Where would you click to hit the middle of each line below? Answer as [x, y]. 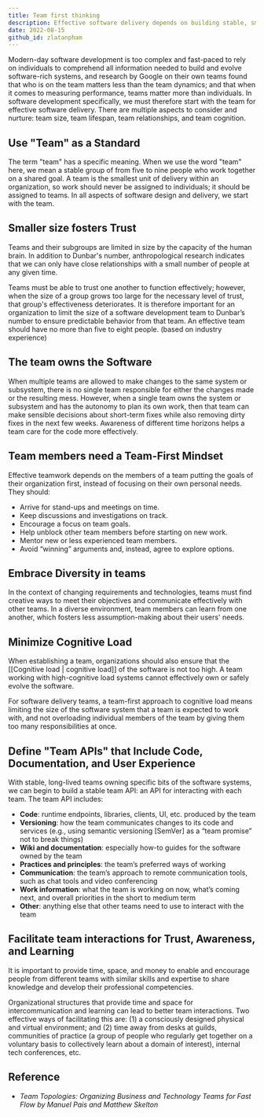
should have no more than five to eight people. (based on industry [115, 329]
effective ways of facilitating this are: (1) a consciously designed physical [126, 1019]
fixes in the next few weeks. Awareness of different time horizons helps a [126, 423]
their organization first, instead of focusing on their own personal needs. [125, 483]
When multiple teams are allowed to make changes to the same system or [128, 381]
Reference [34, 1077]
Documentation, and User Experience [102, 763]
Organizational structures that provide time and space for [101, 1002]
